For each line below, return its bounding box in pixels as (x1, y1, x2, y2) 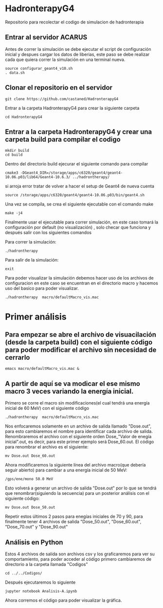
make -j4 (5, 211, 23, 216)
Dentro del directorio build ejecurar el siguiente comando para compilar (5, 161, 148, 167)
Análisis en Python (5, 538, 63, 547)
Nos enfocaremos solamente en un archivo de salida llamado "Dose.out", (5, 423, 152, 429)
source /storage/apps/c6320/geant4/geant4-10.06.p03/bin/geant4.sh (5, 193, 145, 198)
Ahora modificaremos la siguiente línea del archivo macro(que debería (5, 462, 146, 468)
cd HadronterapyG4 (5, 114, 42, 120)
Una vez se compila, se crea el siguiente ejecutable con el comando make (5, 201, 154, 207)
